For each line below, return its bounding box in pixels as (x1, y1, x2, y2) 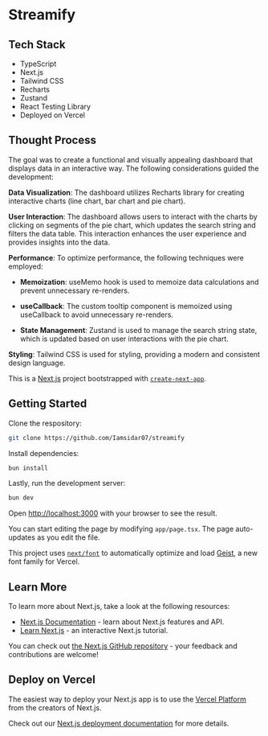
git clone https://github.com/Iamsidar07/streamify (8, 434, 185, 442)
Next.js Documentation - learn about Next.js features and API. (19, 617, 225, 627)
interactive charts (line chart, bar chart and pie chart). (8, 195, 186, 206)
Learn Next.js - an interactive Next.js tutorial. (19, 626, 169, 635)
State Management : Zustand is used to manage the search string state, (19, 325, 258, 335)
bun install (8, 464, 48, 472)
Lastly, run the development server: (8, 479, 126, 488)
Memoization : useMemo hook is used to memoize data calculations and (19, 277, 259, 286)
